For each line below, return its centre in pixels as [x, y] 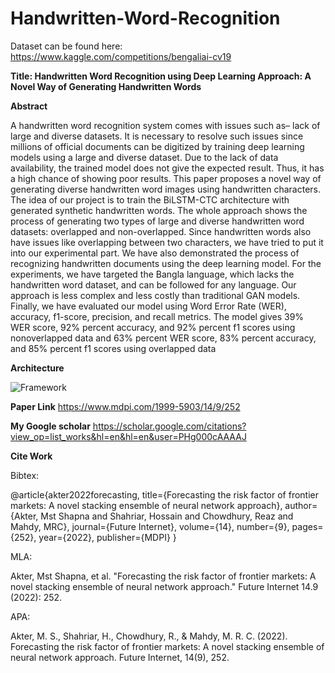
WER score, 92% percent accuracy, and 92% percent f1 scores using [153, 327]
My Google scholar [50, 426]
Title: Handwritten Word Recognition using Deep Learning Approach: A [161, 76]
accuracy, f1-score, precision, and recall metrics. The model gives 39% [157, 316]
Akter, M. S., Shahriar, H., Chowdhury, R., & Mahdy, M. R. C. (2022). [149, 636]
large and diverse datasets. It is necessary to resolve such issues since [157, 136]
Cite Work [31, 456]
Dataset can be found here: [66, 46]
